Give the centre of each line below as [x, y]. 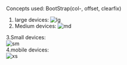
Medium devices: [36, 26]
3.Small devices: [26, 37]
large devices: [32, 20]
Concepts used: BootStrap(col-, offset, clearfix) [64, 8]
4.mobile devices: [28, 50]
